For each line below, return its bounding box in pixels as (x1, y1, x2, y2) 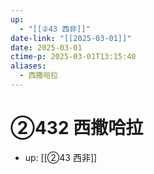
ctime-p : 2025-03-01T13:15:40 (10, 52, 137, 62)
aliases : (10, 61, 47, 71)
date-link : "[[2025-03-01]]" (10, 33, 132, 43)
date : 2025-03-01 (10, 42, 83, 53)
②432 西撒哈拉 (10, 117, 144, 140)
